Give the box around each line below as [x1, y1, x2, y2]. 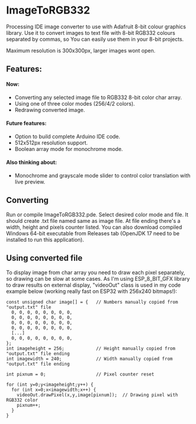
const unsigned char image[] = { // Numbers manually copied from [6, 299, 178, 305]
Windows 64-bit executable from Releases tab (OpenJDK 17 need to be [6, 229, 180, 236]
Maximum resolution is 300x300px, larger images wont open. [6, 47, 156, 54]
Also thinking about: [6, 159, 57, 166]
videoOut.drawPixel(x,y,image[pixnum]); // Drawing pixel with [17, 392, 178, 398]
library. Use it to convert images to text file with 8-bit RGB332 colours [6, 29, 175, 36]
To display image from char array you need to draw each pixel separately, [6, 269, 185, 276]
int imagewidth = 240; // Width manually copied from [6, 356, 173, 361]
